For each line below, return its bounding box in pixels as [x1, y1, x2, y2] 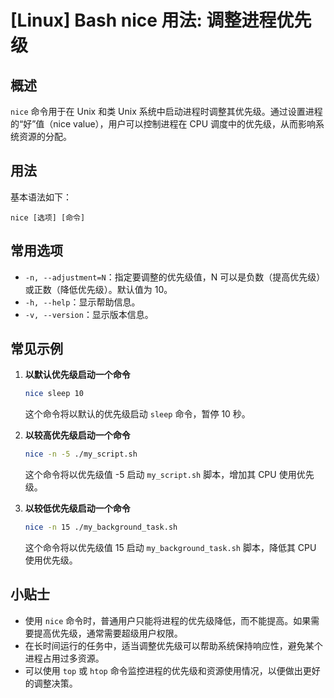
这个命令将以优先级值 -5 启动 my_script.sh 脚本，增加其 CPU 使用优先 [24, 469, 315, 481]
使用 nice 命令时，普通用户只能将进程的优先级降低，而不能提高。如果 [24, 614, 312, 626]
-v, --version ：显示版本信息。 [24, 308, 154, 320]
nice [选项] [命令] [10, 212, 86, 223]
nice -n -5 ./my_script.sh [24, 449, 138, 460]
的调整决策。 [24, 677, 78, 689]
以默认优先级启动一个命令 [24, 369, 131, 381]
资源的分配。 [18, 131, 72, 142]
